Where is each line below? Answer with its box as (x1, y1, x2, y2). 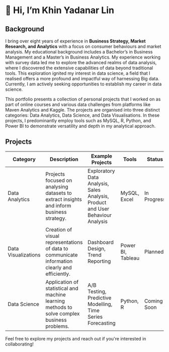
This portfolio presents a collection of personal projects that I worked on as (5, 96, 161, 102)
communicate (45, 251, 78, 258)
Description (49, 156, 79, 163)
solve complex (45, 310, 80, 317)
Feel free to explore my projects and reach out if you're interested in (5, 335, 146, 341)
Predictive (88, 294, 112, 301)
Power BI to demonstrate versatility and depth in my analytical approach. (5, 123, 156, 129)
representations (45, 238, 83, 245)
